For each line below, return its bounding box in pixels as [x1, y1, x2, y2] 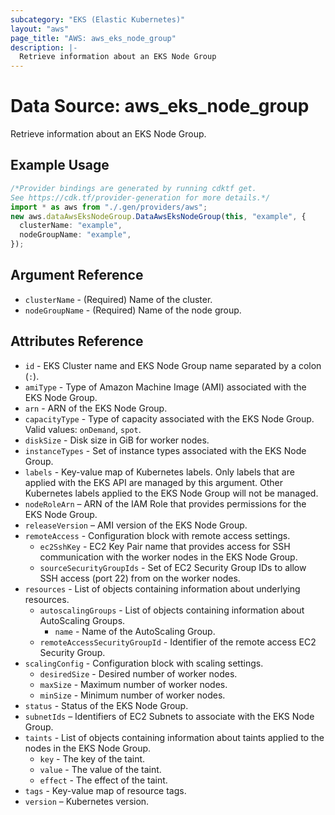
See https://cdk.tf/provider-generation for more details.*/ [10, 192, 271, 203]
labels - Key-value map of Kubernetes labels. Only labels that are [24, 466, 295, 478]
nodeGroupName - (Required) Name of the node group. [24, 304, 242, 316]
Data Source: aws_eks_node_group [10, 95, 310, 118]
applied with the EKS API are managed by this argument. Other [24, 476, 283, 488]
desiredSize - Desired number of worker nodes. [39, 667, 238, 680]
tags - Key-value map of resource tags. [24, 784, 187, 796]
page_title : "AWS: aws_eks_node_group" [10, 33, 177, 43]
